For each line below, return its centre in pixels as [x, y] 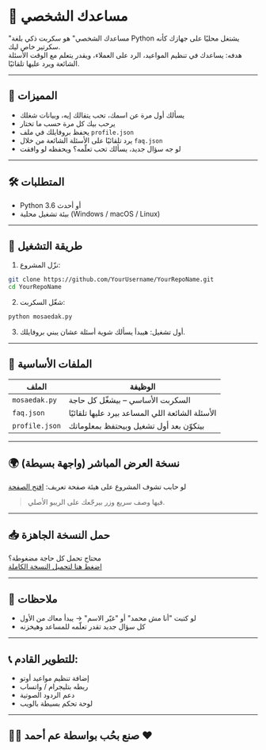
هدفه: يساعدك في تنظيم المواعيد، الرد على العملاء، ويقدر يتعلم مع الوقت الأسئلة [125, 55]
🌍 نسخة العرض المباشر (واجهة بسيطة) [94, 463]
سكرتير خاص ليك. [34, 46]
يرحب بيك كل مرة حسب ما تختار [68, 123]
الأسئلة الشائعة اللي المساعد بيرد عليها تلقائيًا [142, 413]
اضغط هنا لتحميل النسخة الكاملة [55, 567]
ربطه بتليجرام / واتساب [54, 687]
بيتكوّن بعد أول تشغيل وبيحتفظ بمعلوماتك [137, 425]
